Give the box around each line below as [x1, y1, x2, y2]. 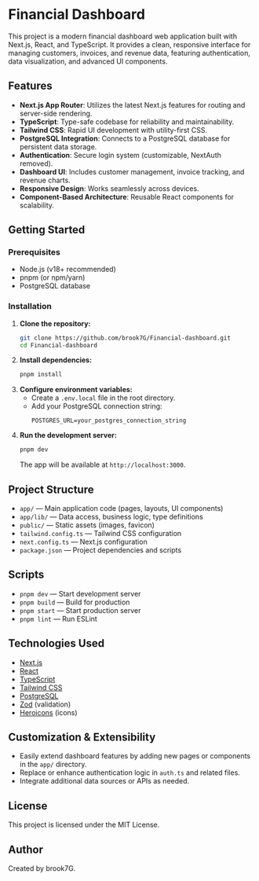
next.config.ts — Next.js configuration [19, 537, 148, 547]
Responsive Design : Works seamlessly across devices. [19, 183, 199, 193]
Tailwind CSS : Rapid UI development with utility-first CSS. [19, 125, 208, 134]
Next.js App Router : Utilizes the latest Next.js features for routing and [19, 100, 246, 109]
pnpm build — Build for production [19, 597, 130, 607]
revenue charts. [19, 175, 71, 185]
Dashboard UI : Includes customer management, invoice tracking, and [19, 167, 245, 176]
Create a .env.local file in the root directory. [31, 393, 176, 402]
